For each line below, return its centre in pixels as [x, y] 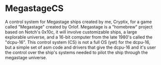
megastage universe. [26, 57]
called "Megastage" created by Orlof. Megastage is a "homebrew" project [79, 26]
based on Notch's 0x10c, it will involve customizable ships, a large [71, 32]
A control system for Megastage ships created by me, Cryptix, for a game [78, 22]
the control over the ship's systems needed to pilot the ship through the [76, 52]
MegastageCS [34, 8]
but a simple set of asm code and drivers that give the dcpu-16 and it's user [80, 47]
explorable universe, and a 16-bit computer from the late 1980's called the [79, 37]
